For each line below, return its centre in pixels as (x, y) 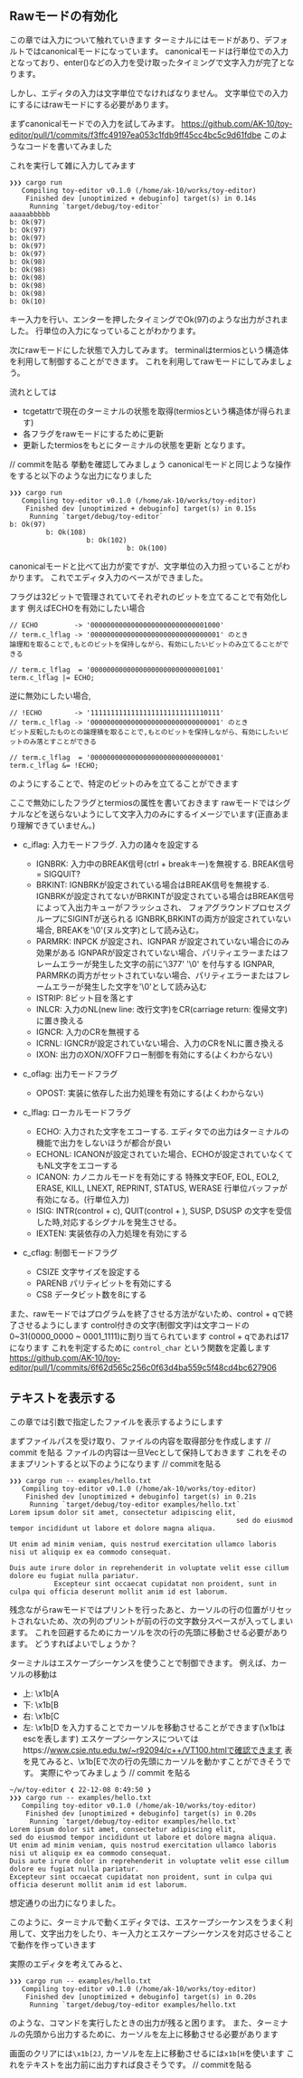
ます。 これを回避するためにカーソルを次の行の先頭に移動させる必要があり (149, 1632)
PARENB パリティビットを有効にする (104, 1283)
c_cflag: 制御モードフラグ (70, 1252)
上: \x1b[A (41, 1693)
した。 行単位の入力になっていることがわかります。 (105, 330)
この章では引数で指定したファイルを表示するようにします (116, 1422)
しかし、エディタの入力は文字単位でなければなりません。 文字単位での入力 (149, 92)
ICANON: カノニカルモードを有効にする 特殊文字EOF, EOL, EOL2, (157, 1176)
